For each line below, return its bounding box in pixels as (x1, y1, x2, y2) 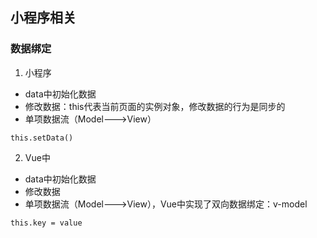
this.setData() (10, 133, 74, 143)
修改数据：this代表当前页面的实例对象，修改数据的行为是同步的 (24, 100, 286, 112)
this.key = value (10, 218, 83, 228)
